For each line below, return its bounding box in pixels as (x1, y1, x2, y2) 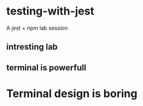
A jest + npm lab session (6, 24, 68, 31)
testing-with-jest (6, 4, 94, 18)
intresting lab (6, 42, 58, 52)
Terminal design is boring (6, 87, 138, 101)
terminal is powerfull (6, 62, 86, 73)
